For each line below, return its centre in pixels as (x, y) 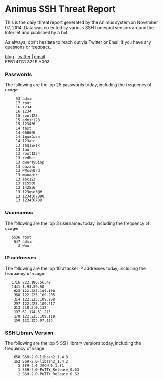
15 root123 (27, 116)
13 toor (24, 150)
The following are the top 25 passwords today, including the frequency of (78, 85)
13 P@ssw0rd (28, 171)
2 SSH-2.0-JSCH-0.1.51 (41, 366)
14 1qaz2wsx (28, 137)
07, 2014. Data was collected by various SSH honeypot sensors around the (80, 27)
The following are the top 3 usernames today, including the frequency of (77, 223)
